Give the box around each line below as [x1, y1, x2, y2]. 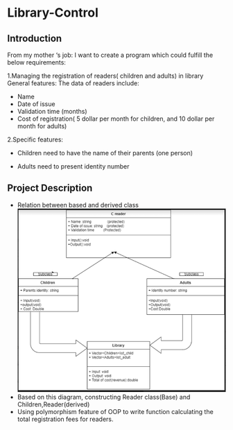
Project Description [7, 182, 93, 194]
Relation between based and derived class [17, 200, 139, 209]
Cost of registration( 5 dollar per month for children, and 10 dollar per [17, 114, 215, 123]
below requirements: [7, 58, 66, 67]
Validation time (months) [17, 108, 88, 115]
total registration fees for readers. [17, 415, 114, 423]
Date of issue [17, 100, 55, 108]
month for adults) [17, 122, 67, 130]
